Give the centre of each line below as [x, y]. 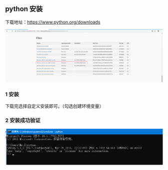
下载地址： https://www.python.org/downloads [53, 22]
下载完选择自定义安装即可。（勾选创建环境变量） [54, 106]
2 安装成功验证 [23, 120]
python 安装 [24, 9]
